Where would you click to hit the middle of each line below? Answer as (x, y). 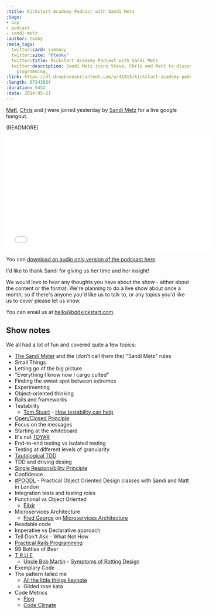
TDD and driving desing (43, 462)
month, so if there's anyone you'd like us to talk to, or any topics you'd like (96, 294)
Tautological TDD (35, 455)
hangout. (17, 116)
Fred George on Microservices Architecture (76, 518)
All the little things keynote (55, 580)
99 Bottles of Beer (36, 549)
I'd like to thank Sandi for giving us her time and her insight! (78, 271)
